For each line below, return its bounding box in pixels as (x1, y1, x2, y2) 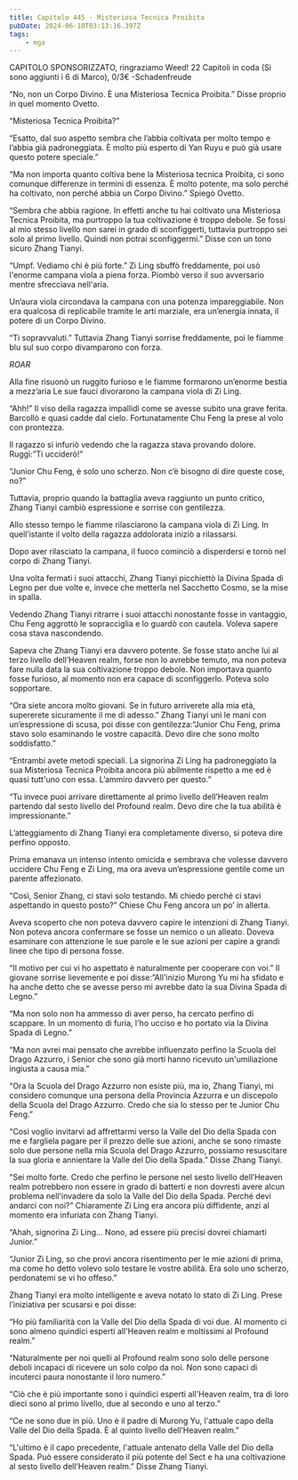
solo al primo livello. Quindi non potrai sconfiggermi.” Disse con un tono (9, 233, 272, 245)
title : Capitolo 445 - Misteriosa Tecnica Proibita (9, 12, 205, 22)
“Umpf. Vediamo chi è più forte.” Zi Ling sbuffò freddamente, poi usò (9, 260, 261, 271)
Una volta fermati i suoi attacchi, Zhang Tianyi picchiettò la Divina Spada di (9, 573, 284, 584)
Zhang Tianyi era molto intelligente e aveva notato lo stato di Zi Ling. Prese (9, 1290, 283, 1300)
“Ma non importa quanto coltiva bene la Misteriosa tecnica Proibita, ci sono (9, 169, 285, 180)
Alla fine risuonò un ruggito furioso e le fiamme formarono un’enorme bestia (9, 376, 287, 387)
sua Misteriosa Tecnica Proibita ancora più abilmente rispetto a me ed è (9, 764, 272, 775)
